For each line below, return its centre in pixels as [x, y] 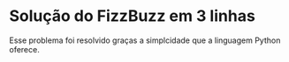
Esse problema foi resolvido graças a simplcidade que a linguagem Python [145, 40]
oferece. [24, 49]
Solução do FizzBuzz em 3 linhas [133, 16]
